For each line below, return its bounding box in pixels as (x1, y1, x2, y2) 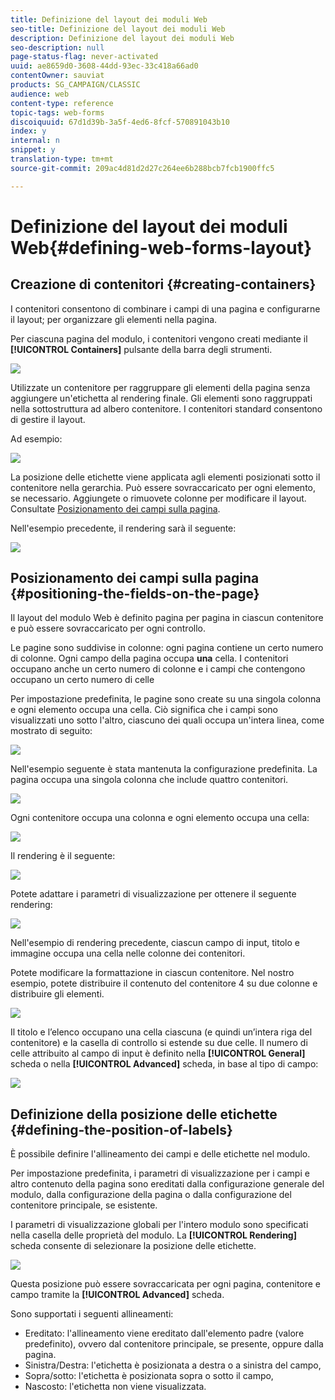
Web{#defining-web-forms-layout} (10, 236, 313, 259)
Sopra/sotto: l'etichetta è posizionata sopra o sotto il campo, (24, 1370, 274, 1382)
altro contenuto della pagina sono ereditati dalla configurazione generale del (10, 1178, 325, 1190)
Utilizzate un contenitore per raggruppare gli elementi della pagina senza (10, 381, 311, 393)
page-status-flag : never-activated (10, 52, 159, 62)
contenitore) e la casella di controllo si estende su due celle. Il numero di (10, 1037, 308, 1049)
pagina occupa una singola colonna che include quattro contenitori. (10, 774, 289, 786)
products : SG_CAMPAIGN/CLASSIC (10, 80, 141, 90)
